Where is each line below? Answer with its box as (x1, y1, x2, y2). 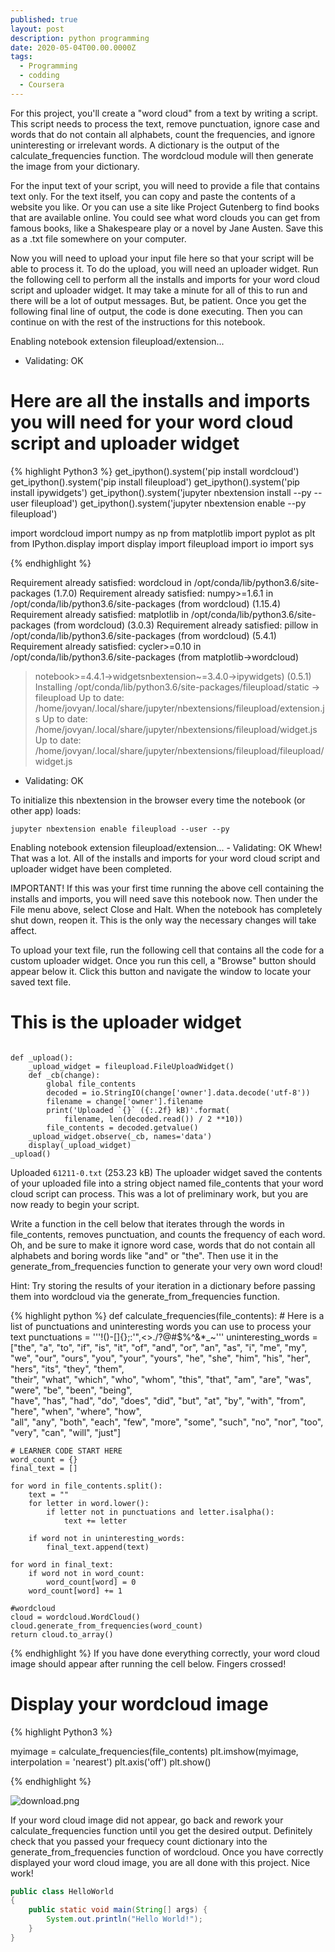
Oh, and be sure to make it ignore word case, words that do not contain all (10, 1239, 316, 1251)
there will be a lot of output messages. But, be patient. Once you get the (10, 294, 307, 306)
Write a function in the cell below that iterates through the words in (10, 1217, 285, 1230)
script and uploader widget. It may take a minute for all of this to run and (10, 284, 308, 296)
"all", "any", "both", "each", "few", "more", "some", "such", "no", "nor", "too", (10, 1416, 324, 1428)
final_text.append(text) (46, 1542, 150, 1552)
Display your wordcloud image (10, 1692, 269, 1715)
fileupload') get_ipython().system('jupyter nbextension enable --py (31, 497, 307, 509)
